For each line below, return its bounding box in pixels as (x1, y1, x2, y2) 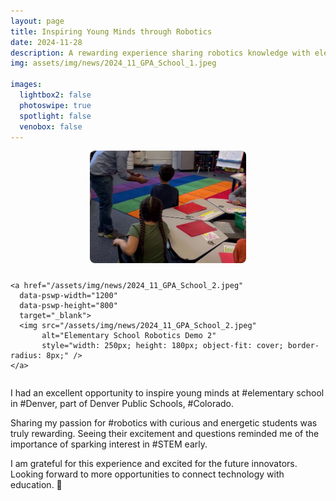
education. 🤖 (10, 479, 63, 491)
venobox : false (19, 121, 83, 132)
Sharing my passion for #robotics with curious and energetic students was (10, 417, 318, 429)
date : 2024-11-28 (10, 37, 83, 47)
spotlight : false (19, 111, 92, 121)
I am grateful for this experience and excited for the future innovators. (10, 458, 298, 470)
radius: (10, 351, 43, 361)
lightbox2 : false (19, 90, 92, 100)
